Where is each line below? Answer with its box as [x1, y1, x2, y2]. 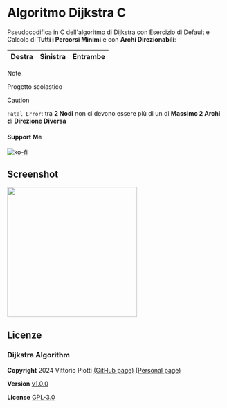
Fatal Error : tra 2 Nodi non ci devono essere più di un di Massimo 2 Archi [7, 109, 221, 117]
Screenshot [7, 168, 59, 180]
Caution [7, 96, 30, 104]
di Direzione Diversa [7, 117, 67, 125]
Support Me [7, 133, 42, 141]
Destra [10, 51, 33, 61]
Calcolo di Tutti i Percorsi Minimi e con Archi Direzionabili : [7, 35, 176, 43]
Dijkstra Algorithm [7, 350, 71, 360]
